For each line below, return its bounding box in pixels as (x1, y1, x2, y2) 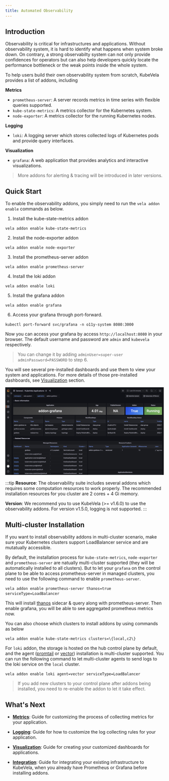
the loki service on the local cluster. (5, 661, 80, 668)
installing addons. (12, 769, 49, 776)
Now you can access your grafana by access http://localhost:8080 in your (5, 331, 162, 337)
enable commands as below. (5, 206, 64, 212)
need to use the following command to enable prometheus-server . (5, 576, 141, 582)
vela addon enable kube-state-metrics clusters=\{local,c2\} (5, 636, 136, 641)
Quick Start (5, 187, 42, 196)
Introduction (5, 28, 45, 36)
